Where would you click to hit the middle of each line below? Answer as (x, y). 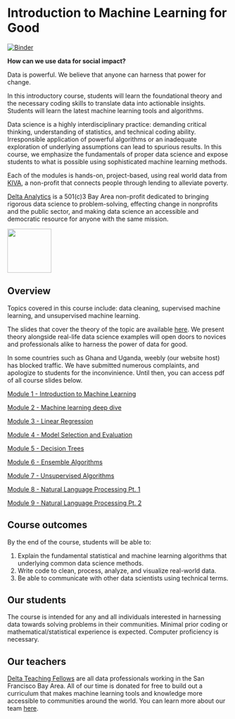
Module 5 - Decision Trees (46, 448)
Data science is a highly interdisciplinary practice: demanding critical (107, 124)
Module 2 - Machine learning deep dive (64, 407)
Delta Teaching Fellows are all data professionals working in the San (106, 679)
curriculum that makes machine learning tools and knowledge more (105, 694)
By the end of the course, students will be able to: (79, 542)
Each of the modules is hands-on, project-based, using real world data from (117, 175)
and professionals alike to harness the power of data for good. (97, 344)
